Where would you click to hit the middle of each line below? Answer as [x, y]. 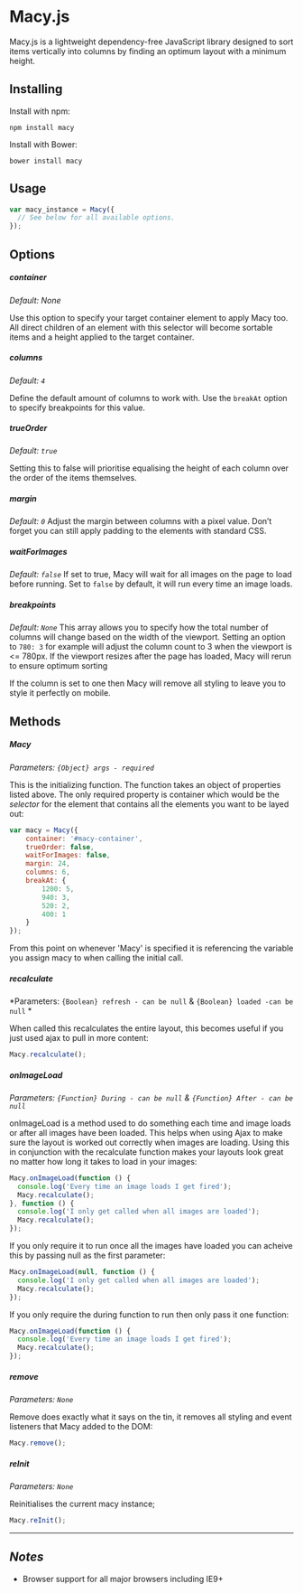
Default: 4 [28, 380]
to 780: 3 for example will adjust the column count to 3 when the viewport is [151, 647]
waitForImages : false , [68, 856]
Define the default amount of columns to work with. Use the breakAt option [148, 398]
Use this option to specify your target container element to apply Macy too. [149, 317]
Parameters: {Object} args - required [82, 767]
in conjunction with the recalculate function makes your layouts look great [147, 1152]
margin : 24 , [48, 864]
